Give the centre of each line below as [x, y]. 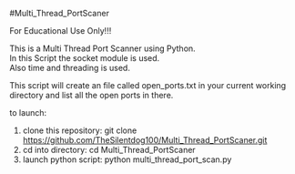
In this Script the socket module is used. [85, 58]
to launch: [28, 113]
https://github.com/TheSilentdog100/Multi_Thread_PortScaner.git [145, 140]
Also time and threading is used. [70, 68]
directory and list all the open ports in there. [92, 95]
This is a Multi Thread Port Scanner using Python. [102, 48]
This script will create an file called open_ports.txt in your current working [148, 85]
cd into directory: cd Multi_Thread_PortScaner [109, 150]
